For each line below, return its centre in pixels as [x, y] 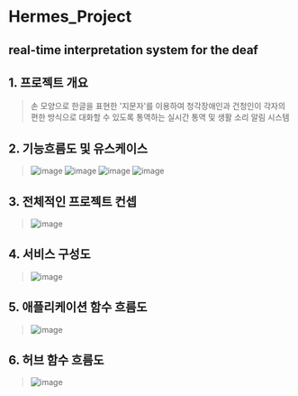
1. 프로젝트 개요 [49, 83]
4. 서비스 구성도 [50, 254]
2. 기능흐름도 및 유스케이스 [78, 148]
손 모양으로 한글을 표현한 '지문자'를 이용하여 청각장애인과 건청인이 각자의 [158, 106]
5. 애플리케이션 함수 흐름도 [78, 307]
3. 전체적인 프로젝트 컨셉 [72, 202]
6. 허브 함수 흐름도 [56, 360]
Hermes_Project [70, 17]
